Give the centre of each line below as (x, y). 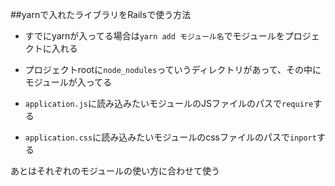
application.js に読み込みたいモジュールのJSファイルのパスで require (169, 103)
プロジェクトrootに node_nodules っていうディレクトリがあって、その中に (173, 69)
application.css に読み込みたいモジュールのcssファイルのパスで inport (170, 137)
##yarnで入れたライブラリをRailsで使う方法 (101, 14)
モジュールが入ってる (68, 82)
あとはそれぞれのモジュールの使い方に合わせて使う (115, 171)
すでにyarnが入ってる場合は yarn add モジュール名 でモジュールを (154, 36)
